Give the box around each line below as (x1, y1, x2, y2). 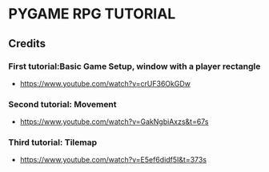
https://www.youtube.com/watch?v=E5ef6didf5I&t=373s (19, 155, 207, 165)
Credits (8, 37, 46, 50)
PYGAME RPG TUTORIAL (8, 5, 176, 23)
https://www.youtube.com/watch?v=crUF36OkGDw (19, 78, 191, 88)
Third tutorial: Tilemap (8, 137, 98, 148)
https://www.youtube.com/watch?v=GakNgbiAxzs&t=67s (19, 117, 209, 126)
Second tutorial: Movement (8, 98, 118, 110)
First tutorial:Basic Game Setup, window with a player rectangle (8, 61, 261, 72)
